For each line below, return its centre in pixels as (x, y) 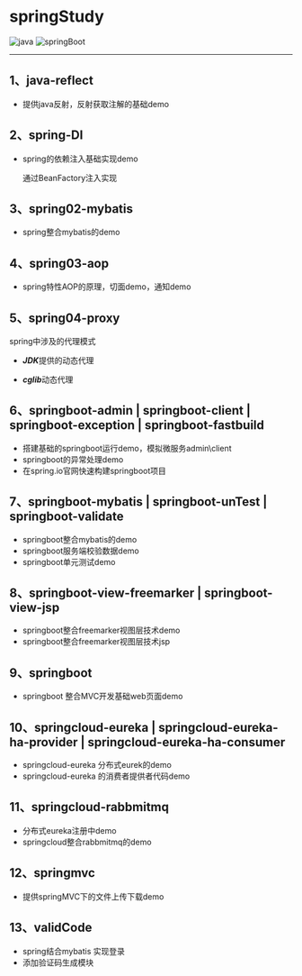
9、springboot (51, 673)
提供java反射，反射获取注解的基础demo (95, 104)
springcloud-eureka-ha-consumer (187, 742)
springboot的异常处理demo (73, 459)
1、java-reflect (52, 81)
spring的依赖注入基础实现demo (80, 159)
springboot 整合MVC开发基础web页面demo (102, 697)
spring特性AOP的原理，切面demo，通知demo (107, 287)
